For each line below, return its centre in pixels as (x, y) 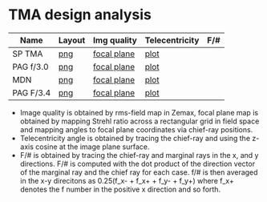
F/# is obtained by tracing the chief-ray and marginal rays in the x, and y (139, 155)
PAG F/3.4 (32, 92)
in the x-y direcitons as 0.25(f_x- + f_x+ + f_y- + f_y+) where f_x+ (127, 180)
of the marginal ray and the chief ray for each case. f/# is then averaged (139, 172)
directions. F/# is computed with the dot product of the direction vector (137, 164)
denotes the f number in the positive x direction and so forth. (120, 189)
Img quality (115, 40)
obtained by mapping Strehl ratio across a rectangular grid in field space (140, 121)
